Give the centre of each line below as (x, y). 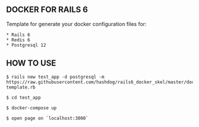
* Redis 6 (18, 40)
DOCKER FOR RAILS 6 (47, 10)
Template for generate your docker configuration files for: (76, 24)
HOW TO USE (31, 63)
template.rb (21, 87)
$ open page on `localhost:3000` (47, 118)
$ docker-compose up (32, 108)
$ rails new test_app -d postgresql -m (55, 77)
